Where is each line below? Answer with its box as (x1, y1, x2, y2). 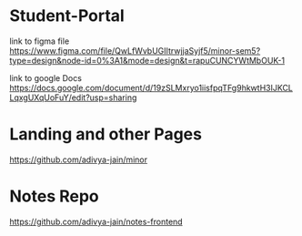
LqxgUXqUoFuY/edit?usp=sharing (9, 92, 137, 103)
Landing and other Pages (9, 124, 203, 145)
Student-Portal (9, 5, 125, 26)
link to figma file (9, 36, 70, 46)
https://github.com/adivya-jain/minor (9, 154, 148, 165)
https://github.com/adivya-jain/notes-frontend (9, 216, 184, 227)
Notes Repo (9, 186, 100, 207)
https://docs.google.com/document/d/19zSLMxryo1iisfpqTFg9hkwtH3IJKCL (9, 82, 294, 93)
